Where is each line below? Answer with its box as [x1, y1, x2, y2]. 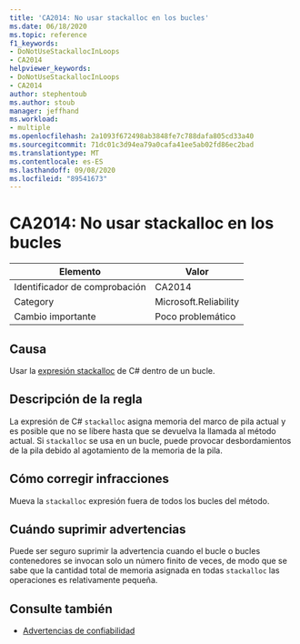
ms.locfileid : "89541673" [9, 174, 107, 183]
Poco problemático [155, 310, 236, 323]
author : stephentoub [9, 89, 88, 98]
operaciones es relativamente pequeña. [9, 575, 158, 586]
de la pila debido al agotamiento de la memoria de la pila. [9, 445, 223, 456]
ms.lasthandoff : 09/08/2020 [9, 166, 116, 175]
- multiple [9, 124, 51, 133]
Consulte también [9, 601, 113, 617]
